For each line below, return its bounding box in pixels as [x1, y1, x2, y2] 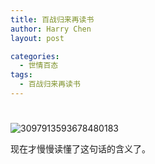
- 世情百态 [19, 61, 59, 71]
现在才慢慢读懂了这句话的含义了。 [10, 143, 151, 155]
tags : [10, 70, 33, 80]
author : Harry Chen [10, 24, 92, 34]
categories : [10, 51, 60, 61]
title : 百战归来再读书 [10, 14, 95, 25]
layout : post [10, 33, 65, 43]
